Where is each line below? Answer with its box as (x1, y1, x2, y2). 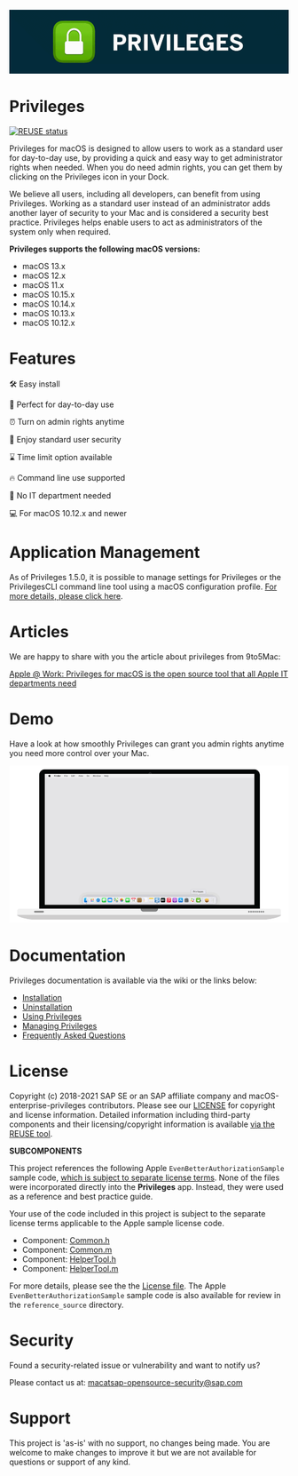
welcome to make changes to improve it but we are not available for (9, 1447, 257, 1457)
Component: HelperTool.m (21, 1263, 119, 1273)
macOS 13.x (21, 260, 67, 271)
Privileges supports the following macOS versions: (9, 243, 201, 254)
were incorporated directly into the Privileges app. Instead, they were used (9, 1181, 284, 1192)
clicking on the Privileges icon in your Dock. (9, 171, 170, 182)
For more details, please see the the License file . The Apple (9, 1281, 226, 1291)
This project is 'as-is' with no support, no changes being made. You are (9, 1437, 271, 1448)
